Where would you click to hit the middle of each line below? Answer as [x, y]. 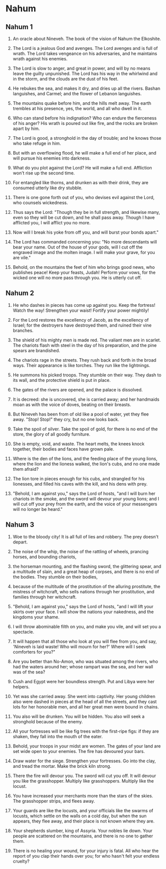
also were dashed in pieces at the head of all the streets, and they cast [85, 702]
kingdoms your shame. [36, 617]
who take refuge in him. [37, 143]
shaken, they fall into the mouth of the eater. [58, 736]
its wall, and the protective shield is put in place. [62, 380]
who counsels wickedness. [40, 203]
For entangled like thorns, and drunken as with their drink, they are [81, 183]
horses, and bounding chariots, [44, 557]
